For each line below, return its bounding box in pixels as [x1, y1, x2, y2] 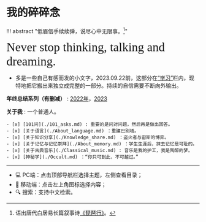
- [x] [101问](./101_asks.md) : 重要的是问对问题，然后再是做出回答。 [6, 121, 173, 128]
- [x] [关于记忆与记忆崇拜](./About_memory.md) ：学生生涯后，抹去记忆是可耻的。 [6, 140, 197, 147]
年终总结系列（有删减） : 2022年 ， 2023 [6, 94, 107, 102]
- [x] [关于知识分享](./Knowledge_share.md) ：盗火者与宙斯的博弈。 [6, 134, 170, 140]
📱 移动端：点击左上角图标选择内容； [15, 180, 107, 188]
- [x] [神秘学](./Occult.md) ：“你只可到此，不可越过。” [6, 154, 139, 160]
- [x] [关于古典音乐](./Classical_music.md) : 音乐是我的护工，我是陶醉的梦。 [6, 147, 193, 153]
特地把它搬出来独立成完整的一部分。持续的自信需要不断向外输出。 [15, 82, 182, 89]
